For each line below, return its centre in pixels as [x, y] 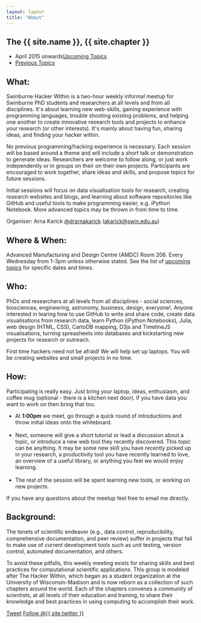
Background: [31, 517]
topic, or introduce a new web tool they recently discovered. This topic [103, 441]
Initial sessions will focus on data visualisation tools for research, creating [97, 190]
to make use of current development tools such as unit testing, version [94, 545]
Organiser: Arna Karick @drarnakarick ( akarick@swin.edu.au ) [83, 222]
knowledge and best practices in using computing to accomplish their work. [101, 602]
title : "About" [25, 18]
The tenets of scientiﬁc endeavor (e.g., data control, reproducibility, [90, 532]
